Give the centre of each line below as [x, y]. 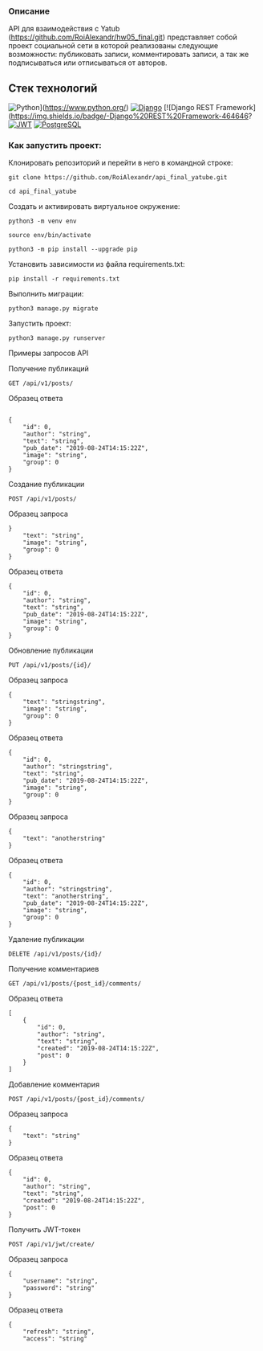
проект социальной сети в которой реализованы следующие [113, 46]
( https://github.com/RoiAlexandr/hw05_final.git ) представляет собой [123, 37]
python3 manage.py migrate [53, 309]
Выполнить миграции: [46, 294]
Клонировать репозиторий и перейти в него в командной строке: [121, 163]
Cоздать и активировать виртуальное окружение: [94, 207]
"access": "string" [55, 1339]
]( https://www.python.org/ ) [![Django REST [127, 108]
